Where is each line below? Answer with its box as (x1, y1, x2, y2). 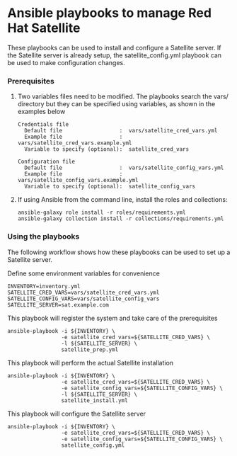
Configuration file (17, 158, 76, 166)
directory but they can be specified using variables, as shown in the (17, 100, 216, 108)
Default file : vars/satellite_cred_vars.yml (24, 127, 218, 135)
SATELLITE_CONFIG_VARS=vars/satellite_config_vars (7, 295, 160, 302)
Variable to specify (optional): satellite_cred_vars (24, 146, 190, 153)
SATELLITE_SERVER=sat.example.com (7, 301, 110, 309)
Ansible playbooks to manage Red (7, 5, 212, 21)
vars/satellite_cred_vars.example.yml (17, 139, 132, 147)
